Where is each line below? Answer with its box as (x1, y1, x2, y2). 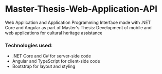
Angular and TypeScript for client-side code (12, 58, 101, 64)
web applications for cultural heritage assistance (5, 30, 103, 36)
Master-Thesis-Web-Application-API (5, 3, 158, 15)
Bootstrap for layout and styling (12, 63, 75, 69)
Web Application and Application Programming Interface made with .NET (5, 19, 151, 25)
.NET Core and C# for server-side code (12, 53, 91, 59)
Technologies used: (5, 42, 53, 49)
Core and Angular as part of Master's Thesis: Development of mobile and (5, 24, 152, 30)
